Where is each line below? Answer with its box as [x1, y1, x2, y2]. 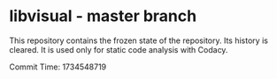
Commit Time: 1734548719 [9, 61, 107, 72]
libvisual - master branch [9, 6, 197, 26]
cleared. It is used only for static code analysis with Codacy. [9, 44, 228, 54]
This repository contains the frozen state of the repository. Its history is [9, 35, 268, 46]
